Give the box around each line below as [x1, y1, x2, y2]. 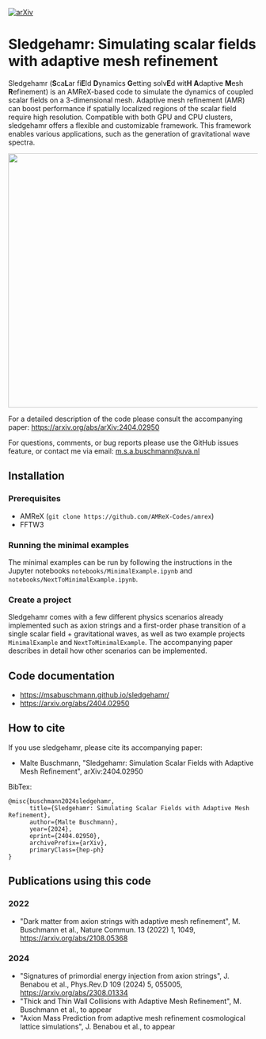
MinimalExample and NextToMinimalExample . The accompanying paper [8, 638, 234, 647]
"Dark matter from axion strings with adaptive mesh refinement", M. [19, 916, 241, 925]
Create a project [8, 594, 71, 605]
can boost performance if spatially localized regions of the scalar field [8, 103, 237, 113]
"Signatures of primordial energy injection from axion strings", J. [19, 971, 230, 980]
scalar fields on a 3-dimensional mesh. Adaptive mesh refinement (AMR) [8, 95, 245, 105]
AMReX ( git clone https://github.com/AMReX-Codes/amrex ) [19, 511, 215, 520]
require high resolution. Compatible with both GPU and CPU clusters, [8, 112, 234, 122]
